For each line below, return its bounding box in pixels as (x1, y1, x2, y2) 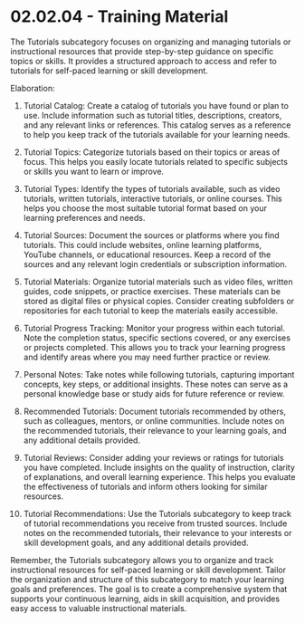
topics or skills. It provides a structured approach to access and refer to (10, 55, 277, 66)
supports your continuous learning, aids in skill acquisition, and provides (10, 593, 280, 604)
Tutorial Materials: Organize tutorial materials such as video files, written (23, 276, 293, 287)
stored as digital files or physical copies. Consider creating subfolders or (23, 295, 295, 306)
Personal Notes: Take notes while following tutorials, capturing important (23, 369, 295, 379)
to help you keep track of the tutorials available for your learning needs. (23, 129, 291, 139)
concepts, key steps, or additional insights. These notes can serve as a (23, 379, 289, 389)
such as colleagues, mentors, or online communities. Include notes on (23, 415, 285, 427)
